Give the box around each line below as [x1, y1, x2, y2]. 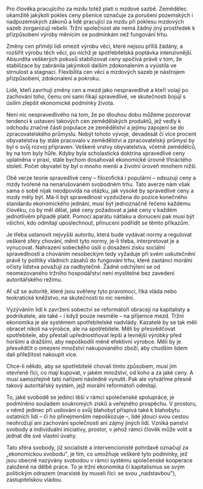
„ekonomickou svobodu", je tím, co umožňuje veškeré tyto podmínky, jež [6, 450, 188, 458]
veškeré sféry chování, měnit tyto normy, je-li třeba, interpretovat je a [6, 237, 179, 244]
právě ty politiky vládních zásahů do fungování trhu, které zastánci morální [6, 257, 193, 264]
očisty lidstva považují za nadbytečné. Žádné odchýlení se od [6, 263, 161, 270]
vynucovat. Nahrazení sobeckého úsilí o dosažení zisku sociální [6, 244, 165, 251]
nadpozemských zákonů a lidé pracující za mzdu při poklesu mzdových [6, 18, 184, 25]
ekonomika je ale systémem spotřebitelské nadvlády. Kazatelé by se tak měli [6, 319, 198, 326]
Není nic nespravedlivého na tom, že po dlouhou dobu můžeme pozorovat [6, 111, 191, 118]
